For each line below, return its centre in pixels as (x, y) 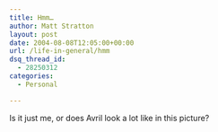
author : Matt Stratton (52, 26)
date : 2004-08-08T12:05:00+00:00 (72, 43)
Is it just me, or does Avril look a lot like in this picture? (109, 118)
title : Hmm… (31, 18)
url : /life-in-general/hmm (60, 51)
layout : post (34, 34)
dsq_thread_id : (38, 59)
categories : (31, 76)
